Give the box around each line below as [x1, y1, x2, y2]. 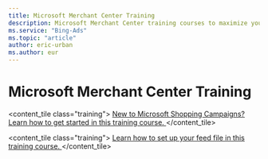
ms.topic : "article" [8, 33, 77, 42]
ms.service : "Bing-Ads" [8, 26, 88, 34]
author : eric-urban [8, 41, 73, 49]
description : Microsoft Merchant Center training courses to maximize [8, 19, 248, 27]
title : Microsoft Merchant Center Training [8, 11, 156, 20]
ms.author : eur [8, 48, 59, 56]
